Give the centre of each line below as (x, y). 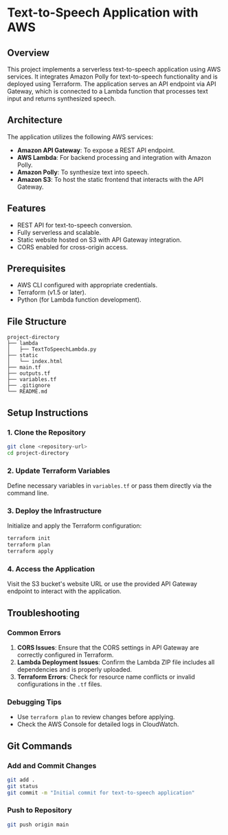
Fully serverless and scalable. (59, 232)
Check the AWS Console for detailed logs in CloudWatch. (98, 724)
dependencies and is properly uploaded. (75, 669)
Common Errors (34, 632)
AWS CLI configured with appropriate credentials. (87, 285)
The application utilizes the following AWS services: (80, 136)
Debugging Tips (34, 702)
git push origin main (38, 825)
